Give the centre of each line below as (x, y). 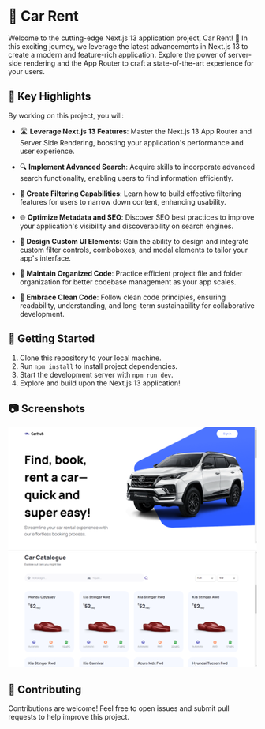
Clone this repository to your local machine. (90, 358)
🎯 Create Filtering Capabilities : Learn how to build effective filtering (131, 194)
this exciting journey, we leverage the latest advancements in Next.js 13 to (128, 46)
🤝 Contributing (45, 689)
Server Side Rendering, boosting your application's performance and (132, 142)
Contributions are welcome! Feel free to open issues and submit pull (119, 708)
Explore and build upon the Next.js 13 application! (100, 383)
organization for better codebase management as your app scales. (128, 282)
